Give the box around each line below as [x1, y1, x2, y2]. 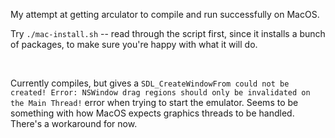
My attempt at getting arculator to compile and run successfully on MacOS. [10, 9, 320, 20]
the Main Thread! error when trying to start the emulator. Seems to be [10, 97, 299, 108]
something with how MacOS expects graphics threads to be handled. [10, 107, 295, 119]
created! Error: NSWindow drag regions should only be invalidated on [10, 88, 311, 98]
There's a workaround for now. [10, 118, 138, 129]
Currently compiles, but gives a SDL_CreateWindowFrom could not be [10, 77, 290, 89]
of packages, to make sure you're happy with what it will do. [10, 39, 258, 50]
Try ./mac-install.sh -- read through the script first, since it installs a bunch [10, 28, 326, 39]
